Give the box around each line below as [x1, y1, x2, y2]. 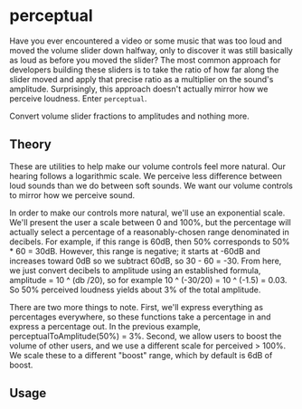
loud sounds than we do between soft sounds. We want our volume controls [9, 180, 294, 191]
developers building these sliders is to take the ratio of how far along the [9, 64, 279, 75]
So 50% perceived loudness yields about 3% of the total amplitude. [9, 284, 261, 295]
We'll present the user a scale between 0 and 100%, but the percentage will [9, 216, 291, 227]
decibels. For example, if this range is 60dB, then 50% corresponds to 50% [9, 236, 291, 247]
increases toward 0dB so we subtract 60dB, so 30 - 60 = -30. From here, [9, 255, 282, 266]
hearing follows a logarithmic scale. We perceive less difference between [9, 170, 282, 181]
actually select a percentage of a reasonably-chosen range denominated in [9, 226, 289, 237]
